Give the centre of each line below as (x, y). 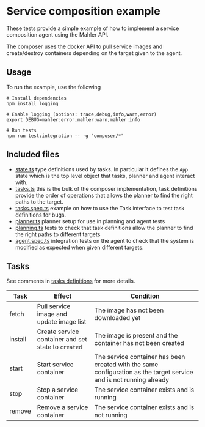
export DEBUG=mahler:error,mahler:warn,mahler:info (73, 120)
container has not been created (139, 343)
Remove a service (63, 407)
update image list (62, 322)
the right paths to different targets (58, 234)
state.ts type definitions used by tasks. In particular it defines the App (101, 169)
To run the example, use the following (54, 87)
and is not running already (132, 380)
